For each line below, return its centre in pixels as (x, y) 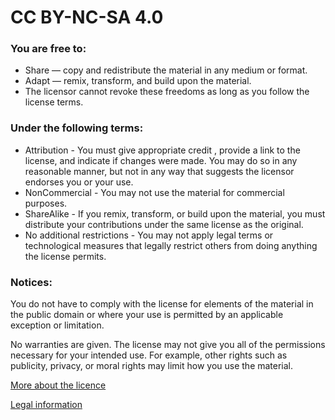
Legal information (46, 405)
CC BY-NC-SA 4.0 (87, 17)
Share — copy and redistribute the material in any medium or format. (166, 70)
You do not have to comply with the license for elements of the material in (162, 304)
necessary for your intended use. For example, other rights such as (149, 355)
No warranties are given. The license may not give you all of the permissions (168, 345)
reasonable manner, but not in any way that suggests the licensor (159, 171)
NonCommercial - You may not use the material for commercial (154, 192)
